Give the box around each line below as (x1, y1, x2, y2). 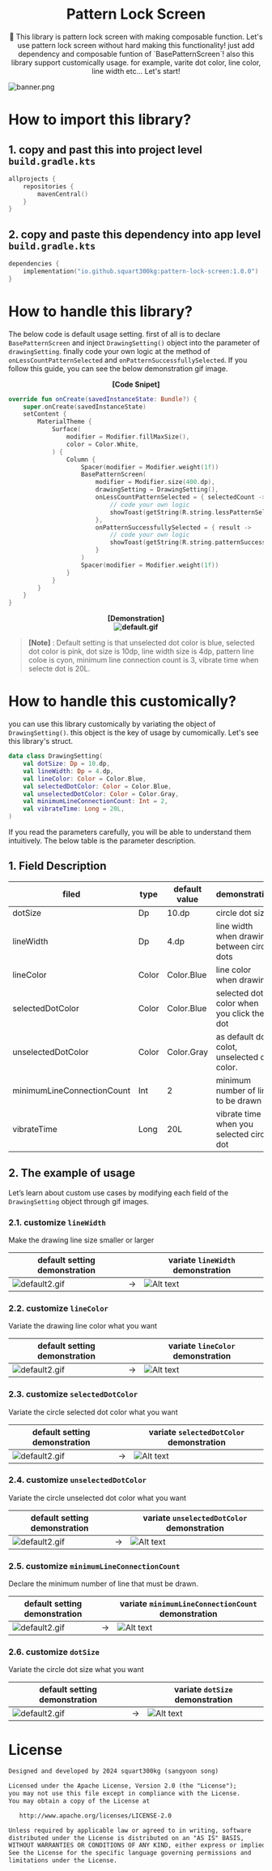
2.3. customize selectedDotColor (8, 1389, 138, 1400)
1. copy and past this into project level (8, 143, 202, 157)
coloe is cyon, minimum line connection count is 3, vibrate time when (28, 655, 259, 665)
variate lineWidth (168, 1254, 236, 1265)
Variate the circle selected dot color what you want (8, 1406, 178, 1417)
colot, (215, 1041, 237, 1052)
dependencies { (8, 260, 60, 268)
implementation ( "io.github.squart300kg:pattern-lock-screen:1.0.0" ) (23, 267, 259, 275)
